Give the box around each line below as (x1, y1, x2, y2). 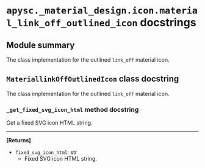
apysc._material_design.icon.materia (6, 5, 198, 16)
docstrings (140, 16, 196, 29)
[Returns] (6, 137, 32, 144)
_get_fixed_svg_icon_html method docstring (6, 105, 139, 114)
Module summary (6, 40, 75, 50)
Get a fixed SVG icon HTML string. (6, 119, 93, 126)
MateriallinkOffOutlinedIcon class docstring (6, 74, 179, 84)
